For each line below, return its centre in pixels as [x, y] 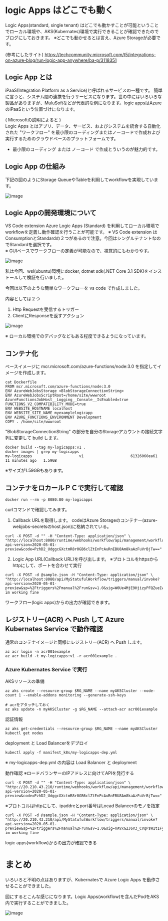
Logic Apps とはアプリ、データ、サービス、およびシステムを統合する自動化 [83, 126]
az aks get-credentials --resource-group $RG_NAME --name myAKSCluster [81, 729]
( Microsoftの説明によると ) [33, 120]
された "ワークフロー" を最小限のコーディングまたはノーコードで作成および [83, 132]
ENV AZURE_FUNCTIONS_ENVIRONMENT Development [53, 417]
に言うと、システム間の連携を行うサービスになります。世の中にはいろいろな [84, 96]
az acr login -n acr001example [38, 652]
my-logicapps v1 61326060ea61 [81, 456]
